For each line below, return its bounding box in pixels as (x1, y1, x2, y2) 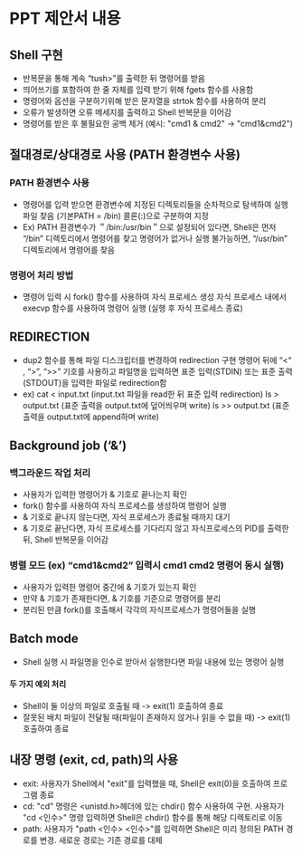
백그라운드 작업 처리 (9, 467, 91, 480)
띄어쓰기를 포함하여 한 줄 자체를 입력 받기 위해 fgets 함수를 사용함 (22, 84, 254, 95)
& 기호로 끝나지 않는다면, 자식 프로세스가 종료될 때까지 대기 (22, 512, 231, 523)
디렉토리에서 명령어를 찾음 (22, 244, 116, 254)
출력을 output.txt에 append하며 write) (22, 411, 160, 422)
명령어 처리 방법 (9, 269, 74, 282)
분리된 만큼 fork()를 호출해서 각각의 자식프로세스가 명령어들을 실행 (22, 604, 256, 615)
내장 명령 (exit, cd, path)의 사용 (9, 753, 179, 768)
